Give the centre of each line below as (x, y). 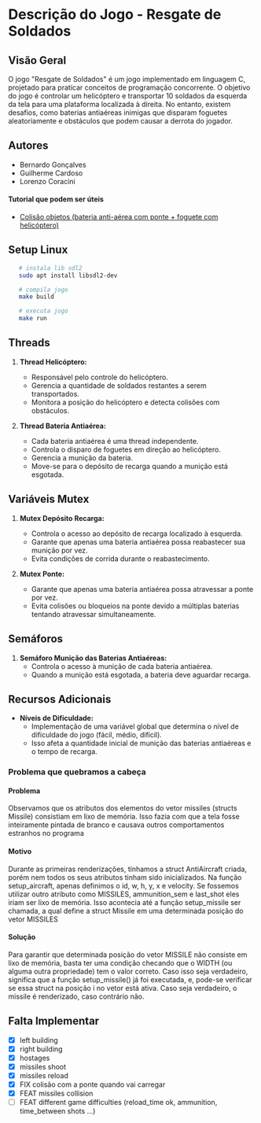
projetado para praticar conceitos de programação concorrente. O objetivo (129, 87)
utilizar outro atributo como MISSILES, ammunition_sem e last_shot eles (124, 894)
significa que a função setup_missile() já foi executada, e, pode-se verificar (130, 979)
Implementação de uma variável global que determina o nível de (135, 726)
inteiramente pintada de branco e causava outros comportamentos (116, 825)
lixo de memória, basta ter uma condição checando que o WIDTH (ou (120, 962)
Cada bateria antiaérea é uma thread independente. (115, 441)
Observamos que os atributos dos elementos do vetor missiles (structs (123, 808)
